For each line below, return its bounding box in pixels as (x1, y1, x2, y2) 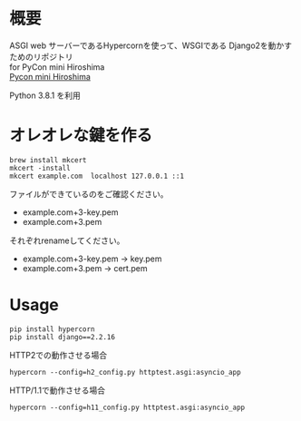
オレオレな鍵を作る (9, 125, 153, 146)
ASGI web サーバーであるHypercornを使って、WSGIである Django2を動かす (9, 40, 293, 51)
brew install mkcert (9, 155, 88, 164)
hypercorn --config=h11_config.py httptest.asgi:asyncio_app (9, 403, 246, 412)
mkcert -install (9, 163, 71, 172)
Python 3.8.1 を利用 (9, 90, 82, 101)
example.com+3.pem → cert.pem (22, 262, 148, 273)
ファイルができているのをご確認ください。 (9, 188, 169, 200)
